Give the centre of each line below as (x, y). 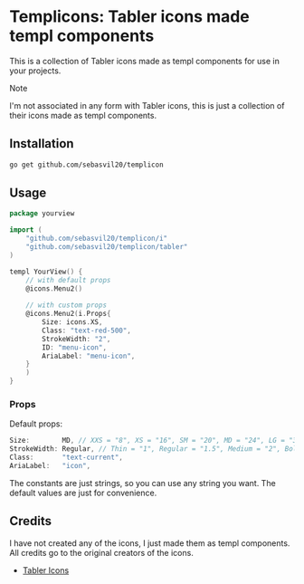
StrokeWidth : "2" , (76, 339)
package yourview (42, 214)
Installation (42, 144)
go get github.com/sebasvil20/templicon (87, 165)
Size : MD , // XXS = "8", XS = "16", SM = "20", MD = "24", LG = (147, 441)
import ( (26, 230)
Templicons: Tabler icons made (130, 17)
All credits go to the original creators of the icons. (102, 552)
